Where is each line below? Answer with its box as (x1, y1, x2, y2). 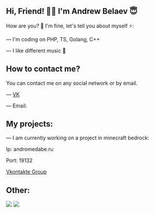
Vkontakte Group (6, 168, 47, 176)
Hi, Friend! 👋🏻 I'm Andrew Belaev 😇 (6, 6, 138, 16)
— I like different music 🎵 (6, 47, 66, 54)
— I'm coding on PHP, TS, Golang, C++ (6, 36, 100, 43)
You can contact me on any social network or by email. (6, 79, 138, 86)
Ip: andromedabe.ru (6, 146, 54, 153)
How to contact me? (6, 64, 80, 74)
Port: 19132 (6, 157, 33, 164)
